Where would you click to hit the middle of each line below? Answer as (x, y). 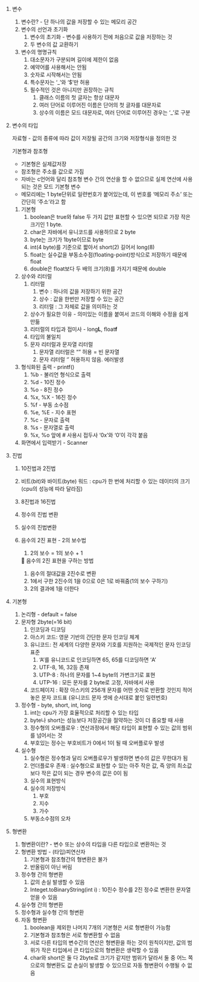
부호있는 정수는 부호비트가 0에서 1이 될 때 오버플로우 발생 (97, 743)
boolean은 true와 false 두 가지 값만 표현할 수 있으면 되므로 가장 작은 (110, 217)
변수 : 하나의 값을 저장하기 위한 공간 (81, 291)
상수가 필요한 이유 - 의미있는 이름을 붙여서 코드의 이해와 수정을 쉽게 (109, 314)
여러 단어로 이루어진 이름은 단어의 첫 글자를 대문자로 (100, 105)
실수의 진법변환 (39, 527)
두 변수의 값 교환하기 (54, 44)
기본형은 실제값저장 (44, 164)
